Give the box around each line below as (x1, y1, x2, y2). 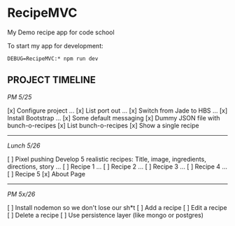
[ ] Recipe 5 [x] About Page (7, 169, 86, 178)
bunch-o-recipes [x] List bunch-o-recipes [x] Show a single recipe (7, 121, 199, 129)
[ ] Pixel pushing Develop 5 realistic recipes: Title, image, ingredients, (7, 155, 206, 163)
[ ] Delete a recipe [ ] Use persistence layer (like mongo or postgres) (7, 211, 204, 219)
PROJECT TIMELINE (7, 74, 96, 86)
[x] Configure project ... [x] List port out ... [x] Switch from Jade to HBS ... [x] (7, 106, 228, 115)
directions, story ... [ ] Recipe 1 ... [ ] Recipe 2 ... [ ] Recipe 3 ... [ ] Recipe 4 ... (7, 162, 228, 171)
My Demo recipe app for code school (7, 28, 115, 36)
